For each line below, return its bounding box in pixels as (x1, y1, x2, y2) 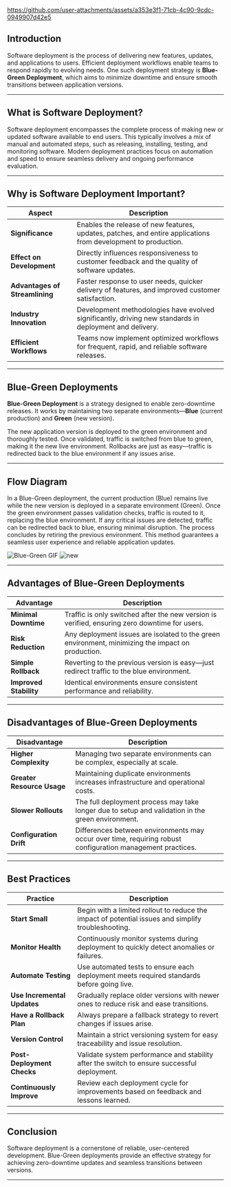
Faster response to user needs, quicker (76, 276, 203, 286)
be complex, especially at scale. (75, 757, 179, 767)
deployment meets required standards (77, 970, 201, 980)
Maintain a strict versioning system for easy (77, 1030, 219, 1039)
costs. (75, 785, 95, 795)
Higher (10, 749, 34, 759)
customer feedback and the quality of (76, 257, 198, 267)
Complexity (10, 757, 49, 767)
